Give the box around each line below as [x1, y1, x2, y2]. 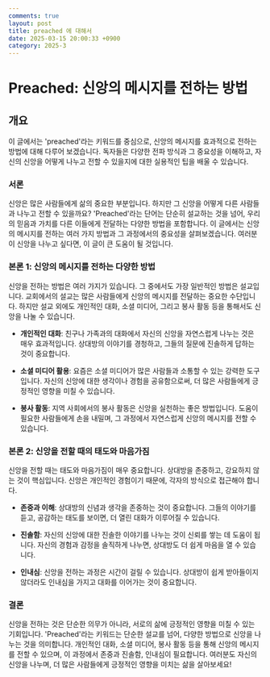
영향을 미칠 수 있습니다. [41, 386, 115, 395]
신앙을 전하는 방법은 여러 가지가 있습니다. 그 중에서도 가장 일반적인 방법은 [8, 281, 239, 290]
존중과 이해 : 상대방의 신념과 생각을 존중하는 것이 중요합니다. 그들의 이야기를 [19, 503, 256, 512]
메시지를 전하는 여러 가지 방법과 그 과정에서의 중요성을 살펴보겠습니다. [16, 229, 236, 239]
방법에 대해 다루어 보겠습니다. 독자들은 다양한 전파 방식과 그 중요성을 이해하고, [8, 147, 254, 157]
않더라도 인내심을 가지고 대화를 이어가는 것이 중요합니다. [19, 578, 197, 587]
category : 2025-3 [8, 42, 67, 50]
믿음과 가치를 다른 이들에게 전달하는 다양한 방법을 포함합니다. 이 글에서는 [16, 219, 245, 228]
